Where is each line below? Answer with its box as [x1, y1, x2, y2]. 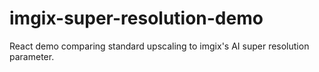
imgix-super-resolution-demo [9, 7, 264, 30]
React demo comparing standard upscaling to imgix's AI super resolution [9, 40, 310, 52]
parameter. [9, 50, 55, 62]
